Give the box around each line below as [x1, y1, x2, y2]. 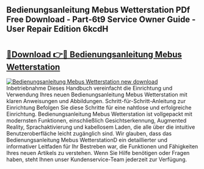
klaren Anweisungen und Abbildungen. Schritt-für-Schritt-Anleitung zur [6, 98, 186, 104]
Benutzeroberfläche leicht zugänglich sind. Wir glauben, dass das [6, 130, 172, 137]
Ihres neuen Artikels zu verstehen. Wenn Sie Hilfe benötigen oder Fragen [6, 149, 190, 156]
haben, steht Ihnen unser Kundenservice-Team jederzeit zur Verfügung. [6, 156, 188, 163]
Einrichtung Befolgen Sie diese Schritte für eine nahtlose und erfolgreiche [6, 104, 192, 111]
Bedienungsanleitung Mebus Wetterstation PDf [6, 5, 191, 15]
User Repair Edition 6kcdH [6, 24, 109, 34]
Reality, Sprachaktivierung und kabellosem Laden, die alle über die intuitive [6, 123, 195, 131]
